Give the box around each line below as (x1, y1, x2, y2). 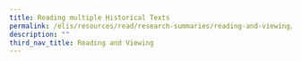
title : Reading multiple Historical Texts (9, 13, 170, 22)
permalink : (9, 22, 50, 30)
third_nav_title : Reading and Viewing (9, 38, 154, 48)
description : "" (9, 30, 70, 39)
